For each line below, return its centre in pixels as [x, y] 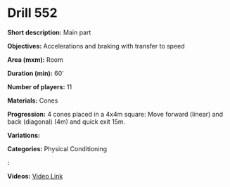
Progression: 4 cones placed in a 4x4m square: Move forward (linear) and [115, 114]
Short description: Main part [49, 32]
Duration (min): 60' [36, 73]
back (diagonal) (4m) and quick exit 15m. [66, 122]
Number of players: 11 [40, 86]
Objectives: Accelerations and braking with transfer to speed [96, 46]
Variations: [24, 135]
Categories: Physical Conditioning [57, 148]
